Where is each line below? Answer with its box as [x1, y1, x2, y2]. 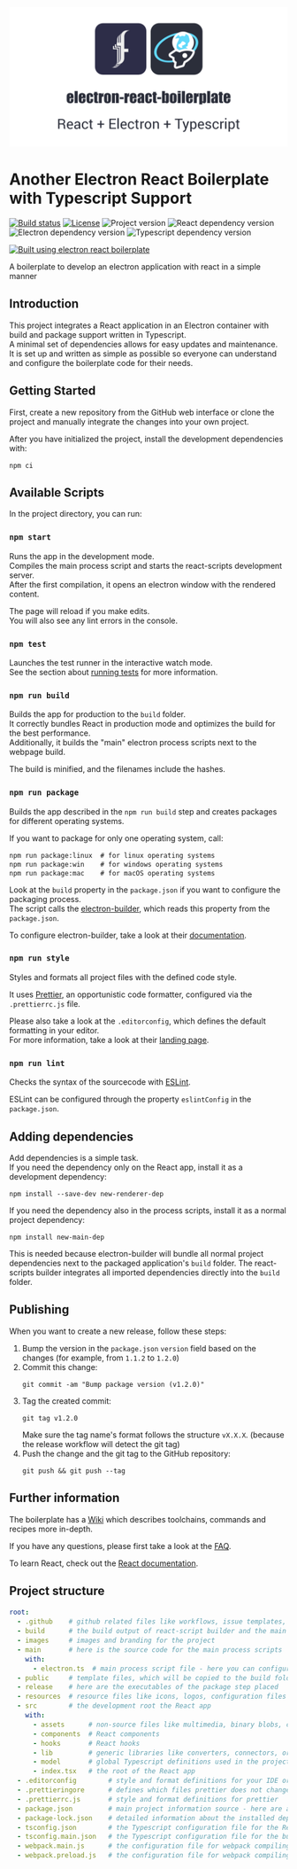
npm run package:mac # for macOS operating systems [9, 868, 216, 877]
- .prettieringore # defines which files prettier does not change [17, 1786, 291, 1795]
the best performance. [9, 728, 91, 738]
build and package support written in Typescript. [9, 329, 187, 339]
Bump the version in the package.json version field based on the [21, 1343, 256, 1353]
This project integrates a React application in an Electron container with [9, 320, 270, 331]
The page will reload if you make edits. [9, 605, 150, 616]
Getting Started [9, 384, 96, 399]
